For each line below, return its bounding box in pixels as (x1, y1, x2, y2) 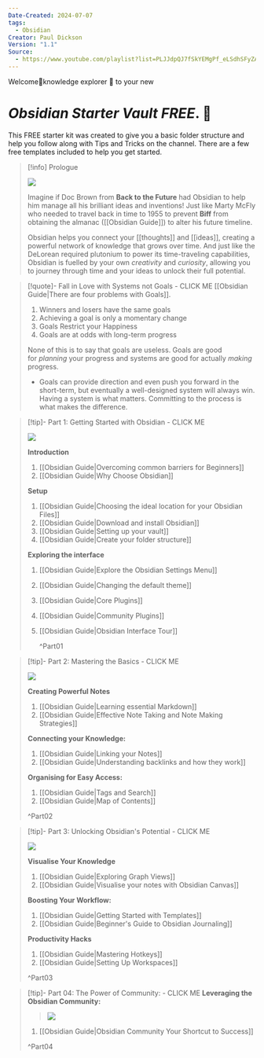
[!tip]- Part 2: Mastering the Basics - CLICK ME (27, 656, 179, 666)
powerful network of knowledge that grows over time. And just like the (27, 241, 255, 250)
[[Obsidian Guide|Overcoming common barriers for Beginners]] (38, 462, 245, 472)
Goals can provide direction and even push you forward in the (38, 377, 240, 386)
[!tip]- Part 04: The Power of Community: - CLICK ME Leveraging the (27, 988, 253, 997)
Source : (8, 48, 34, 56)
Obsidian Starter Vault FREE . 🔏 (8, 105, 212, 123)
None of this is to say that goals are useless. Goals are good (27, 345, 222, 355)
